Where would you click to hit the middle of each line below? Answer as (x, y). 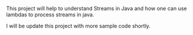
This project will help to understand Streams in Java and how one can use (96, 8)
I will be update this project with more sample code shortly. (78, 26)
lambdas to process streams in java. (50, 15)
